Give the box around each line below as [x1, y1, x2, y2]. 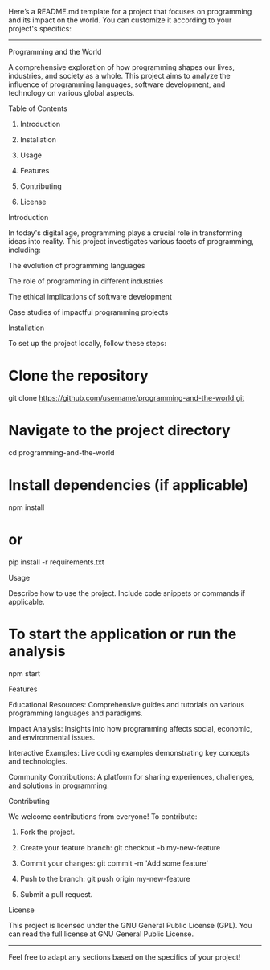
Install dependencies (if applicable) [8, 476, 249, 495]
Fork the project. [19, 827, 76, 837]
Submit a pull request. [19, 889, 93, 899]
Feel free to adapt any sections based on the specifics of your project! [8, 952, 241, 962]
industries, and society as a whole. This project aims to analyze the [8, 71, 231, 80]
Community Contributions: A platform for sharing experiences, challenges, [8, 772, 255, 781]
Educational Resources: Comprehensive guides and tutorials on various [8, 699, 245, 709]
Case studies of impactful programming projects [8, 308, 169, 316]
